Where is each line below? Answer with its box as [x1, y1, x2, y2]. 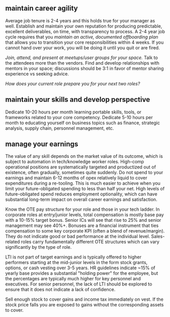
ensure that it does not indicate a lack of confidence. [5, 286, 116, 293]
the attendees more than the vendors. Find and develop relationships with [5, 60, 160, 66]
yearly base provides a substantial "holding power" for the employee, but [5, 270, 158, 276]
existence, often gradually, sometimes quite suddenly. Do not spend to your [5, 169, 163, 176]
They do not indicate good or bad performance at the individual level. [5, 234, 150, 240]
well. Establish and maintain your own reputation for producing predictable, [5, 23, 162, 29]
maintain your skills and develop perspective [5, 95, 150, 104]
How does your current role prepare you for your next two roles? [5, 80, 141, 87]
